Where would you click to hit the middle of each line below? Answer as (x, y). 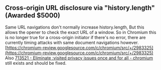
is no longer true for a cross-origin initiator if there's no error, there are (76, 37)
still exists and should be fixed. (36, 63)
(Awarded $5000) (33, 16)
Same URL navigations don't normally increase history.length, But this (75, 27)
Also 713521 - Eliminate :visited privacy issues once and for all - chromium (79, 58)
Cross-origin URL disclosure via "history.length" (80, 8)
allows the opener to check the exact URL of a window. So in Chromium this (81, 32)
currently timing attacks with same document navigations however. (72, 42)
